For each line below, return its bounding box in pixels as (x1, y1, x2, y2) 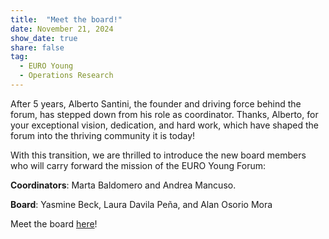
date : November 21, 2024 (10, 24, 114, 34)
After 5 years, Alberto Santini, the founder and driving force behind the (10, 97, 302, 110)
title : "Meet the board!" (10, 14, 123, 25)
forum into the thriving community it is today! (10, 129, 196, 141)
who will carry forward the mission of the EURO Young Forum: (10, 159, 267, 171)
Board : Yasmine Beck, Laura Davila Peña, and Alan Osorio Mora (10, 198, 273, 210)
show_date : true (10, 33, 78, 43)
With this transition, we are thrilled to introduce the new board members (10, 149, 307, 161)
